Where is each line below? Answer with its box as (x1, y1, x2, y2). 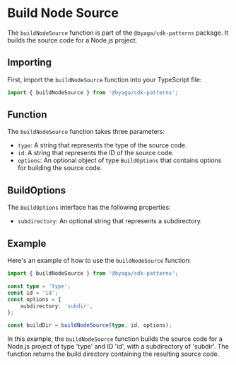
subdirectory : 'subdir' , (20, 303, 93, 310)
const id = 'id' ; (7, 289, 59, 296)
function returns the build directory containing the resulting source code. (7, 349, 220, 359)
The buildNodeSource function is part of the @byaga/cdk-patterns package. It (7, 28, 229, 37)
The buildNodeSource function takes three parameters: (7, 128, 165, 136)
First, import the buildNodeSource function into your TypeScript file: (7, 75, 202, 84)
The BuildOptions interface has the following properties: (7, 203, 171, 212)
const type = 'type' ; (7, 282, 71, 290)
